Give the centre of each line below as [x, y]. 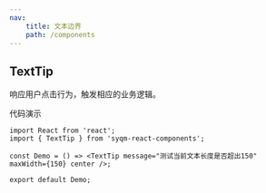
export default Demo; [50, 180]
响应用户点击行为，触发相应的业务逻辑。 [85, 94]
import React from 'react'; [63, 131]
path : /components [60, 34]
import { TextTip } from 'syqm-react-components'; [107, 139]
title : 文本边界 [54, 26]
